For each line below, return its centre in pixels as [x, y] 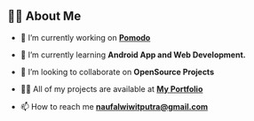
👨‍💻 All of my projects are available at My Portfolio [111, 88]
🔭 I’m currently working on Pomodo [85, 37]
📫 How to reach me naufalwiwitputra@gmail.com [114, 106]
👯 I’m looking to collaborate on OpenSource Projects [117, 72]
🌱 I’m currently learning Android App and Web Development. [133, 55]
